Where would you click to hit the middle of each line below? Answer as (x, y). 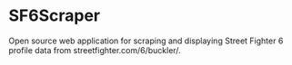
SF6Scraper (55, 16)
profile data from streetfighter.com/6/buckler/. (95, 50)
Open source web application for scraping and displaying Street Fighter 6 (146, 41)
